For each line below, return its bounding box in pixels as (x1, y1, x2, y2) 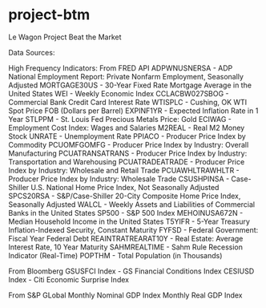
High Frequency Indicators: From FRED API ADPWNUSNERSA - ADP (8, 63, 233, 73)
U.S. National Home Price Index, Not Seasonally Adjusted (30, 182, 220, 192)
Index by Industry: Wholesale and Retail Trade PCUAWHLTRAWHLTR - (8, 165, 240, 175)
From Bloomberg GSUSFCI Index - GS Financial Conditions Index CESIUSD (8, 266, 255, 276)
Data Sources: (8, 47, 55, 57)
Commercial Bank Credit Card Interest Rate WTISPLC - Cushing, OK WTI (8, 97, 248, 107)
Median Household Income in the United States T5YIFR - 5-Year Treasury (8, 217, 251, 226)
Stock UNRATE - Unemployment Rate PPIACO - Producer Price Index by (8, 131, 246, 141)
